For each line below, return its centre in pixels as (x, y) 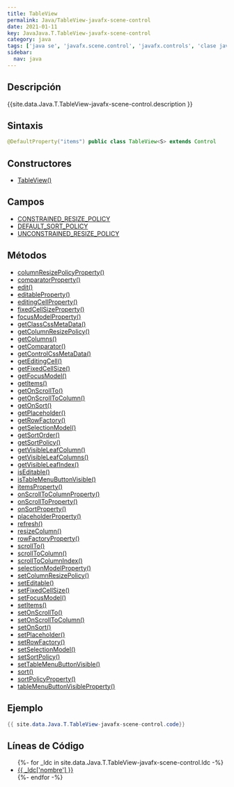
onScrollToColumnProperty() (58, 494)
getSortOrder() (39, 435)
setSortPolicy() (39, 657)
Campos (26, 202)
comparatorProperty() (49, 280)
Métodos (27, 256)
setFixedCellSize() (44, 590)
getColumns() (37, 339)
